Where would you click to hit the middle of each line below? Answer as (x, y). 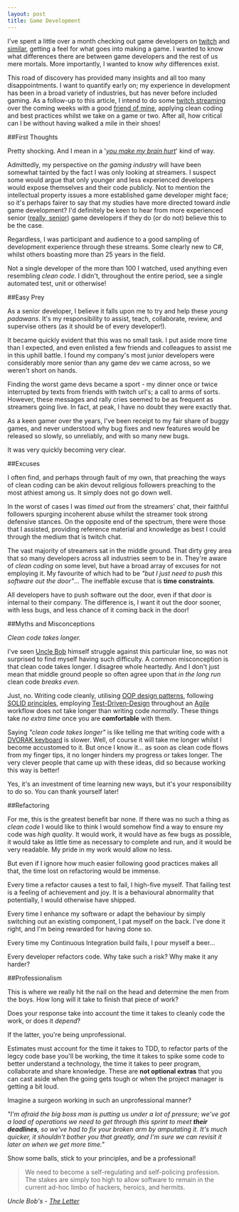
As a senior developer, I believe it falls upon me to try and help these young (118, 310)
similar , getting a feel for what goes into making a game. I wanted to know (116, 49)
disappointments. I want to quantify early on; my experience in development (119, 85)
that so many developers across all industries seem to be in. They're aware (117, 558)
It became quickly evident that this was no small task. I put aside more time (117, 340)
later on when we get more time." (56, 1144)
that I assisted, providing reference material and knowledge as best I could (117, 529)
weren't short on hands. (42, 370)
